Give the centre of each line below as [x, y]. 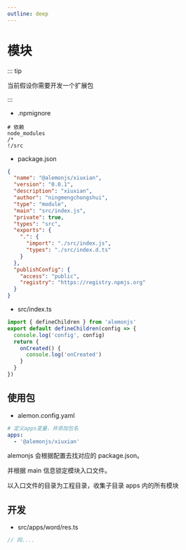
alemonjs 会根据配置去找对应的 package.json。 [75, 456]
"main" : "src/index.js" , [50, 211]
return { [26, 342]
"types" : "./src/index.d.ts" [68, 250]
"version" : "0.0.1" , [44, 185]
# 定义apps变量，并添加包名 [43, 428]
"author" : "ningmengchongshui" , [61, 198]
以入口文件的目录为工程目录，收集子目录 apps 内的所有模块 [93, 485]
